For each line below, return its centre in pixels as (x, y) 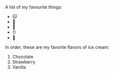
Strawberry (24, 62)
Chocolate (23, 57)
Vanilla (19, 67)
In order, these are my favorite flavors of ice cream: (57, 47)
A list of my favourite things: (34, 7)
